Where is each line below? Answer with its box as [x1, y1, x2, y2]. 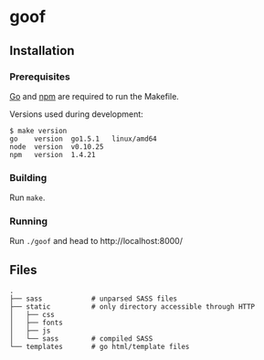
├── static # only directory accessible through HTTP [9, 302, 256, 312]
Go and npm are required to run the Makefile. [9, 90, 180, 101]
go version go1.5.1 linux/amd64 [9, 134, 157, 143]
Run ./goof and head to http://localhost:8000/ [9, 236, 183, 247]
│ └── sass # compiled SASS [9, 334, 153, 344]
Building [9, 171, 48, 184]
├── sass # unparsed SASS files [9, 294, 178, 303]
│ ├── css [9, 311, 55, 320]
